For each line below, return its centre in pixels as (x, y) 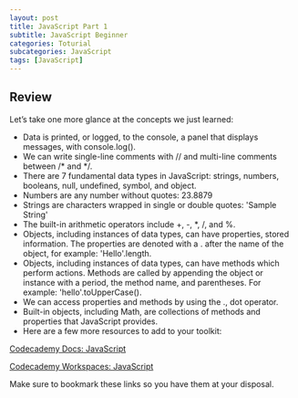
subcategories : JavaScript (61, 52)
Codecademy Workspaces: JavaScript (82, 366)
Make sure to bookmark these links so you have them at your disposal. (142, 383)
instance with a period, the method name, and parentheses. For (142, 282)
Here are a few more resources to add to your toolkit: (122, 330)
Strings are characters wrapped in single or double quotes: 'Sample (149, 204)
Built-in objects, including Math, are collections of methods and (142, 311)
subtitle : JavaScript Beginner (69, 35)
